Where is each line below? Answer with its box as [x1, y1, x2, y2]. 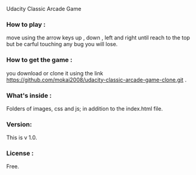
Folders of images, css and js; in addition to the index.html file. [6, 105, 163, 112]
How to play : [6, 20, 46, 29]
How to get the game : [6, 56, 73, 64]
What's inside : [6, 91, 52, 100]
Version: [6, 120, 32, 128]
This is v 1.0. [6, 134, 38, 142]
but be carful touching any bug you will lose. [6, 41, 118, 48]
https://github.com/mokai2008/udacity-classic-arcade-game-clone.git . [6, 76, 187, 83]
